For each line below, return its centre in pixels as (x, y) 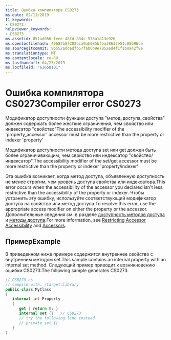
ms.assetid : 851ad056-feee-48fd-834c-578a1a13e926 (60, 39)
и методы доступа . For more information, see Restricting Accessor (76, 220)
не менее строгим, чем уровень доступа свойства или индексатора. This (85, 182)
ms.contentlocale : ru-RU (32, 58)
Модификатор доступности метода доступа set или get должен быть (81, 150)
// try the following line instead (57, 318)
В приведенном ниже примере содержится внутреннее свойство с (79, 254)
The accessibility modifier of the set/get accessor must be (95, 161)
